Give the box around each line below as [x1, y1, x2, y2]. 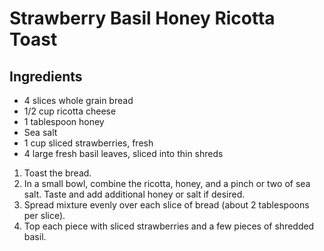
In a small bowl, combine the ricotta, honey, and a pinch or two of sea [23, 178, 311, 189]
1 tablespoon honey [23, 116, 105, 127]
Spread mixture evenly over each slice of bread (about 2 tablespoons [23, 199, 310, 211]
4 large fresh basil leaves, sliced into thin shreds [23, 148, 224, 159]
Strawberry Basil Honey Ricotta [9, 7, 276, 30]
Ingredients [9, 68, 83, 85]
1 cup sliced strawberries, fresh [23, 137, 154, 149]
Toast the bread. [23, 167, 92, 179]
